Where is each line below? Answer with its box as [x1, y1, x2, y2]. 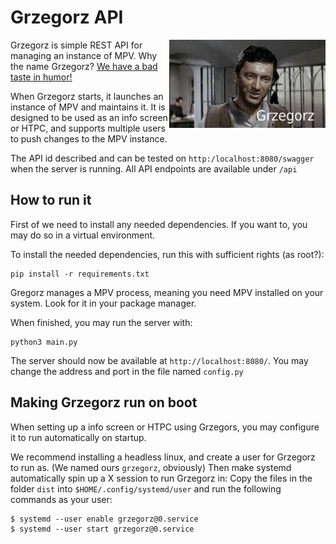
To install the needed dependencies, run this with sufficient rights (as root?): [10, 248, 325, 260]
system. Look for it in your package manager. [10, 297, 197, 309]
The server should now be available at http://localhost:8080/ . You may [10, 354, 309, 366]
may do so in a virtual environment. [10, 229, 156, 241]
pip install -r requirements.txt [10, 269, 150, 279]
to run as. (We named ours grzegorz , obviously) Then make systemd [10, 461, 292, 473]
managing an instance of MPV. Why [10, 49, 158, 61]
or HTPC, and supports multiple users [10, 122, 166, 134]
